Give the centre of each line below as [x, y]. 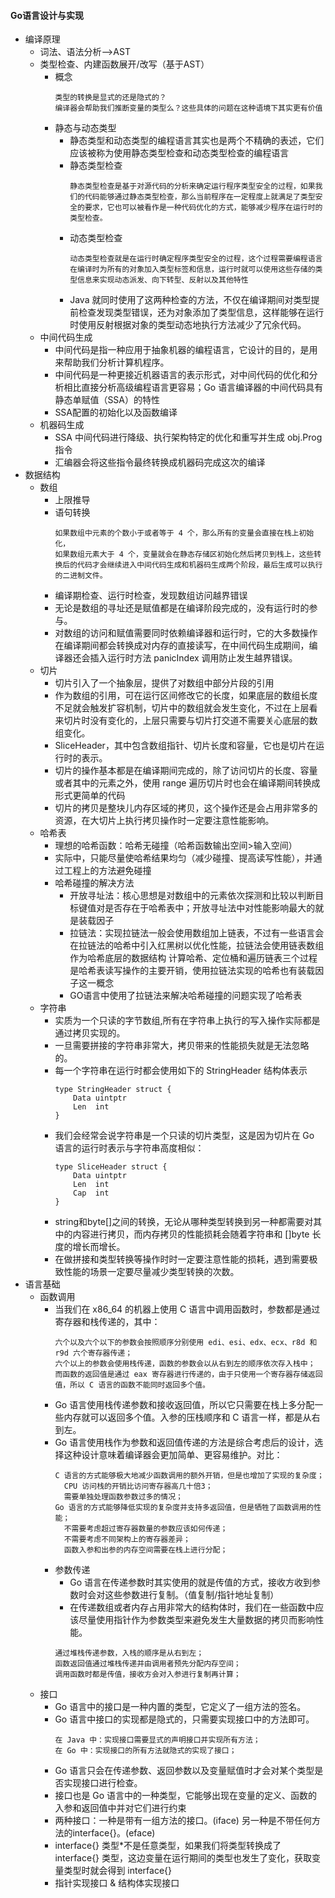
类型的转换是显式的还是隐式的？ [110, 98]
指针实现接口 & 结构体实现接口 [117, 1883]
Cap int [91, 1193]
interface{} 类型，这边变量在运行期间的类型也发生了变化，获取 [183, 1858]
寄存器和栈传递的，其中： [107, 1322]
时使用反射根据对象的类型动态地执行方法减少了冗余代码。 [188, 325]
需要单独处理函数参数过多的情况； [123, 1497]
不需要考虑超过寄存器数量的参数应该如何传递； [145, 1529]
